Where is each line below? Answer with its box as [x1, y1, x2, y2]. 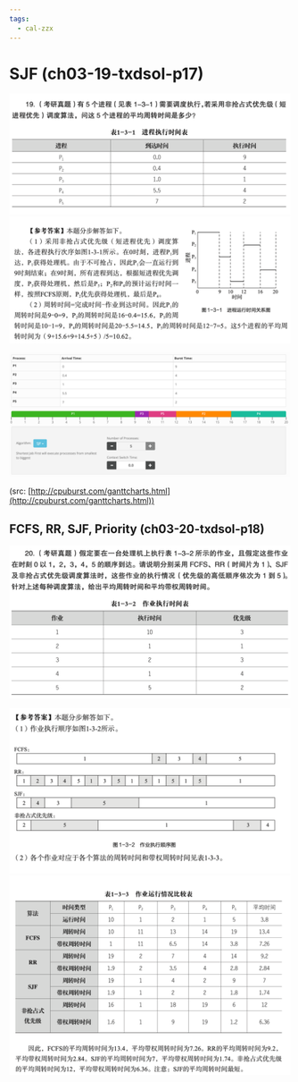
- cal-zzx [17, 23, 54, 33]
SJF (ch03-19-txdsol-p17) [9, 63, 204, 84]
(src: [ [9, 486, 31, 496]
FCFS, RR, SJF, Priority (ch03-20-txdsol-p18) [9, 521, 265, 537]
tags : [9, 14, 29, 23]
